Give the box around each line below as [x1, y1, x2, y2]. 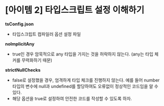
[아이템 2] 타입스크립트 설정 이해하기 [5, 4, 144, 16]
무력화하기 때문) [21, 57, 53, 63]
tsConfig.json [5, 21, 34, 27]
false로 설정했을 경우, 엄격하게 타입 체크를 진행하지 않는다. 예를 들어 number [12, 77, 160, 83]
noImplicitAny [5, 41, 34, 47]
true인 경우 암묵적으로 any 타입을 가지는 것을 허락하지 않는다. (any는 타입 [12, 51, 154, 57]
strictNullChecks [5, 67, 41, 73]
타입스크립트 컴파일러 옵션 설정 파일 [12, 31, 81, 37]
